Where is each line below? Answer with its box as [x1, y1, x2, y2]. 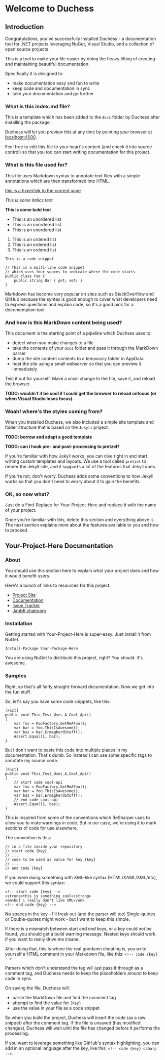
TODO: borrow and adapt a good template [5, 434, 92, 440]
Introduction [5, 23, 44, 31]
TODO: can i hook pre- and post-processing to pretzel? [5, 444, 120, 449]
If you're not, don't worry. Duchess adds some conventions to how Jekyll [5, 473, 154, 479]
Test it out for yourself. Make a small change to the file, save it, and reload [5, 375, 155, 381]
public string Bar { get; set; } [14, 278, 83, 283]
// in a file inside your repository [5, 844, 83, 849]
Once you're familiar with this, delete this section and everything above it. [5, 517, 154, 523]
